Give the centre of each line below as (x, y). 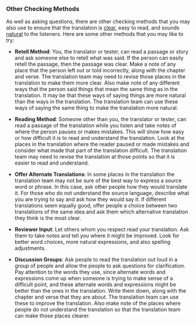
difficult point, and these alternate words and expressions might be (95, 284)
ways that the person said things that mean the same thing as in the (96, 89)
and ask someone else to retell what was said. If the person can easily (99, 58)
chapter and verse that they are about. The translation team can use (97, 297)
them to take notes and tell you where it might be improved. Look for (97, 236)
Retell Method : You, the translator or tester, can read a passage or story (102, 52)
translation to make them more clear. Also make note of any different (97, 83)
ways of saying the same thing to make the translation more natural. (96, 108)
